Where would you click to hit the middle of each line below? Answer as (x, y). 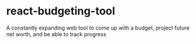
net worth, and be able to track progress (56, 34)
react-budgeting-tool (61, 11)
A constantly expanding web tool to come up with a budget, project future (98, 28)
